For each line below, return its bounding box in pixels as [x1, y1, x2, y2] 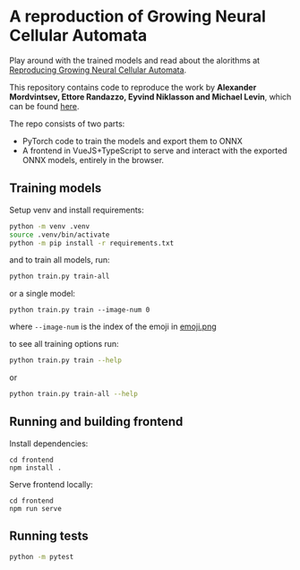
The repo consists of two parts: [9, 118, 125, 129]
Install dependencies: [9, 437, 89, 449]
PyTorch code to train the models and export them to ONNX [21, 135, 244, 146]
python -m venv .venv [9, 221, 90, 230]
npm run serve [9, 504, 63, 513]
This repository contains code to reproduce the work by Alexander [9, 82, 257, 92]
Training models [9, 181, 102, 196]
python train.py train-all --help [9, 390, 139, 399]
